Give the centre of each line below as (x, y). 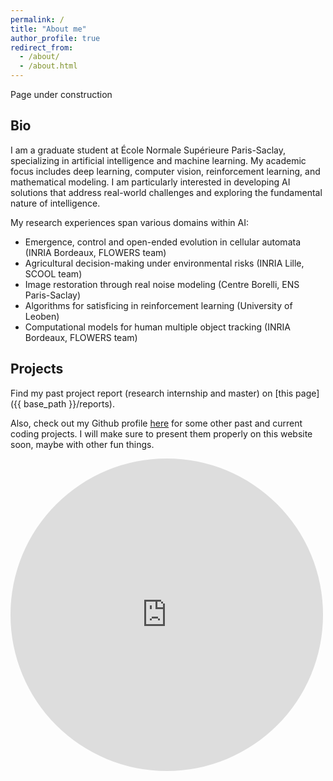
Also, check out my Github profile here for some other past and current (156, 423)
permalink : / (37, 19)
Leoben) (42, 316)
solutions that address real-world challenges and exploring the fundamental (166, 192)
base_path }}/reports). (69, 403)
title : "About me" (48, 29)
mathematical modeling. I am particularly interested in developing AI (150, 182)
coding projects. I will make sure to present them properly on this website (161, 433)
